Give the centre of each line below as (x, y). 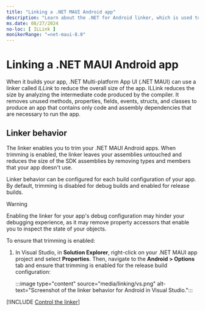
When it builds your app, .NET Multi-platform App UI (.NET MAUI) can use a (101, 82)
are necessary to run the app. (44, 114)
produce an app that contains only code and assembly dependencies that (99, 108)
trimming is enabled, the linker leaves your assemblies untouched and (94, 154)
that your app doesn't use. (40, 167)
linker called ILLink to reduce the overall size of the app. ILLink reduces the (101, 88)
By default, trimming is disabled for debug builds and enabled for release (98, 185)
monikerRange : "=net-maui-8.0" (46, 35)
